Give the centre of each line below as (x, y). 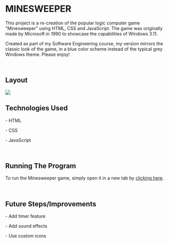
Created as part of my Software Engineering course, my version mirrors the (84, 43)
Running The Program (41, 166)
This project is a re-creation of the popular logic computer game (73, 23)
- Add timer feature (25, 216)
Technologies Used (36, 108)
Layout (17, 80)
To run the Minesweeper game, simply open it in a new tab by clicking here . (84, 178)
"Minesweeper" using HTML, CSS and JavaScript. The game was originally (84, 28)
